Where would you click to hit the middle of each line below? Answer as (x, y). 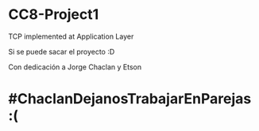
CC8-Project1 (54, 15)
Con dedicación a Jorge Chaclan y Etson (75, 67)
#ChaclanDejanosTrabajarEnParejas (130, 99)
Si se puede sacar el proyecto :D (62, 51)
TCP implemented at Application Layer (71, 36)
